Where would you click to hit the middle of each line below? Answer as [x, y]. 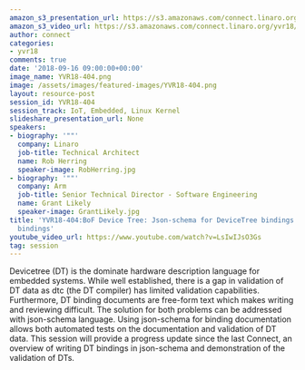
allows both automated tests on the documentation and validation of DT [143, 329]
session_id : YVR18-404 [52, 102]
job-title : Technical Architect [79, 152]
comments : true [38, 60]
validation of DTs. [42, 358]
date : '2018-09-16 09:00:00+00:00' [77, 69]
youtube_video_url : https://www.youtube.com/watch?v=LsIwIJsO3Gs [135, 237]
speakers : [28, 128]
